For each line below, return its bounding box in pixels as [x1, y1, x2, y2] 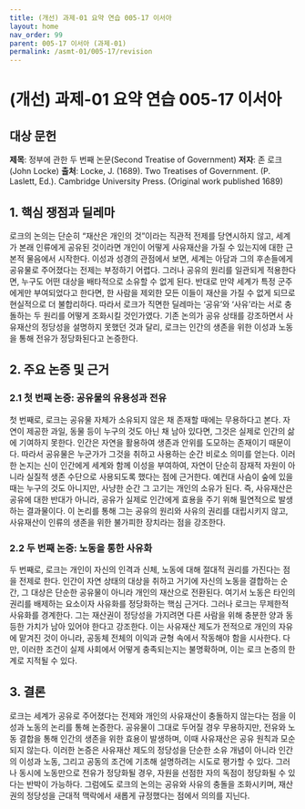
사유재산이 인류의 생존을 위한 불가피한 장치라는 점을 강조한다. [9, 517, 226, 527]
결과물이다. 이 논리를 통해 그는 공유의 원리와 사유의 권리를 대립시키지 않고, [25, 505, 289, 516]
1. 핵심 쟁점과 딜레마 [9, 204, 116, 220]
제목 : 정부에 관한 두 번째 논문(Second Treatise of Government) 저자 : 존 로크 [9, 154, 282, 165]
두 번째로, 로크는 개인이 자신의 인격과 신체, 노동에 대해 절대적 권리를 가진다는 [9, 564, 281, 575]
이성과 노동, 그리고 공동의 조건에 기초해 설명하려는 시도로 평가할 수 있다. [18, 755, 274, 766]
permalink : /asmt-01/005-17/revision [9, 47, 153, 56]
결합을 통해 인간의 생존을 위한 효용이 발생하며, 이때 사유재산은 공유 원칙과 [18, 732, 280, 743]
